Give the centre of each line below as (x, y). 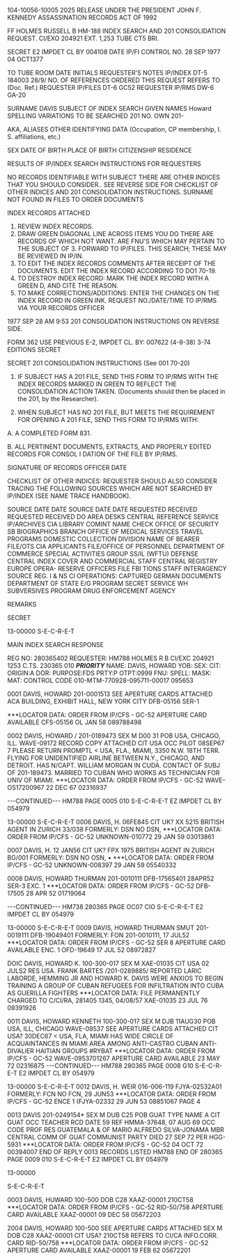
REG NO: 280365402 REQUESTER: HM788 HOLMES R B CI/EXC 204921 (111, 658)
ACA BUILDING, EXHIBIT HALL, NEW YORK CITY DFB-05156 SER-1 (103, 701)
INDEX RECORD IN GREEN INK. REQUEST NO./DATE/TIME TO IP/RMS (117, 300)
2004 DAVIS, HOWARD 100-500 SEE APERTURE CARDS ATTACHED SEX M (115, 1228)
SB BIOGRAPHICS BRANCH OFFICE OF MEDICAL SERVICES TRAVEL (106, 531)
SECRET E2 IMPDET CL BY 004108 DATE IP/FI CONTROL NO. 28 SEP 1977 (114, 52)
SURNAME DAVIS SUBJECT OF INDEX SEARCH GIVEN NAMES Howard (109, 108)
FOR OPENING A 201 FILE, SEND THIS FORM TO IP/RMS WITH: (108, 420)
